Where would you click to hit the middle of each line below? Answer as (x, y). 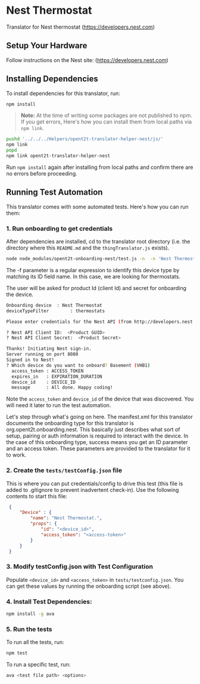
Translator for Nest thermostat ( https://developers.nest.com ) (81, 27)
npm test (17, 653)
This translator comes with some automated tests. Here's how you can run (97, 207)
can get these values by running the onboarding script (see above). (89, 586)
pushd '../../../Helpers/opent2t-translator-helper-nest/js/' (85, 139)
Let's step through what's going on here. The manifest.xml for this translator (100, 417)
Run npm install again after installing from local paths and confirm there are (100, 167)
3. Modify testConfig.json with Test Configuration (80, 566)
